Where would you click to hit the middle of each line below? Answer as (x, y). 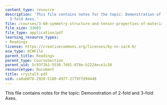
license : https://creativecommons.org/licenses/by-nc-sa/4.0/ (71, 47)
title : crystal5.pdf (27, 74)
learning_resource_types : (32, 38)
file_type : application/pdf (34, 33)
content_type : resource (30, 10)
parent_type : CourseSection (34, 60)
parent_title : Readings (30, 56)
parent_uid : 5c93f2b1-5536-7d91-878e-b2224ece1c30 (59, 65)
